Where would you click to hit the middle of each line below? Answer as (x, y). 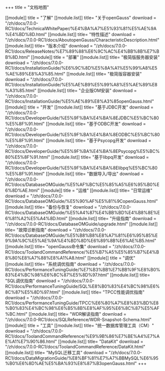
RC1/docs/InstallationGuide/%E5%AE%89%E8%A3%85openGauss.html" (80, 101)
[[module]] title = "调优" (111, 258)
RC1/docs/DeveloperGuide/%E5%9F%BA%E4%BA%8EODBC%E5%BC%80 (82, 134)
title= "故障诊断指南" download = (39, 230)
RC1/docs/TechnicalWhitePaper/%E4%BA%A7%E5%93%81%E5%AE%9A (81, 28)
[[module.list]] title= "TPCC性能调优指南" (103, 292)
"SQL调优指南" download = (33, 281)
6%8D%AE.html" (23, 190)
